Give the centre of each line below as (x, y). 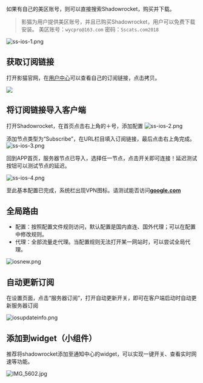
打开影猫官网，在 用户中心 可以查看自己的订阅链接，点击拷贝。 (83, 78)
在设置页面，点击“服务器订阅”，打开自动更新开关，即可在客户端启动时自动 (99, 298)
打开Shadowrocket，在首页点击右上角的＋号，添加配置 (75, 125)
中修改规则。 (31, 235)
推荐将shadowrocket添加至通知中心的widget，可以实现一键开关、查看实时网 (101, 354)
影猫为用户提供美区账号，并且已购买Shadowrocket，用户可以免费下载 (108, 22)
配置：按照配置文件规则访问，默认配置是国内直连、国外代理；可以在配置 (105, 227)
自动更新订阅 (30, 282)
